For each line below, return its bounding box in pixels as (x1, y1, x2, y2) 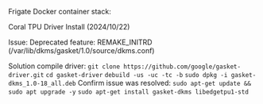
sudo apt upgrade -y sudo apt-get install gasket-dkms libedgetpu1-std (8, 88, 249, 96)
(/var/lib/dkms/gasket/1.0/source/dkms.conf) (8, 46, 155, 55)
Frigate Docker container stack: (8, 7, 111, 16)
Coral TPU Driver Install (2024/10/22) (8, 22, 130, 31)
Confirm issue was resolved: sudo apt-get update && (77, 79, 252, 87)
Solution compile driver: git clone (8, 61, 121, 71)
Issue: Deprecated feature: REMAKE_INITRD (8, 37, 153, 47)
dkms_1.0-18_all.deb (8, 79, 77, 87)
